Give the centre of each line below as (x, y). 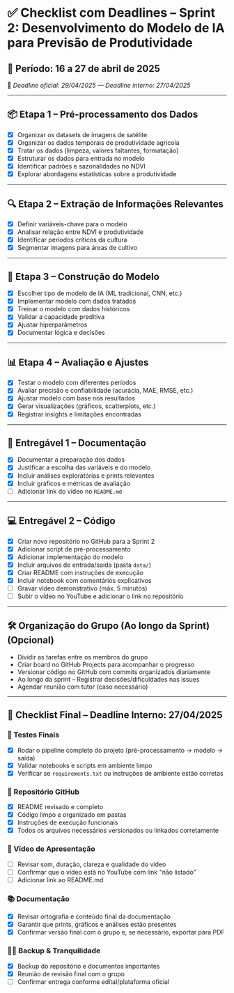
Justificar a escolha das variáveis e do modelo (84, 467)
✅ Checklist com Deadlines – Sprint (111, 13)
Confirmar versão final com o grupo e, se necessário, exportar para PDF (121, 932)
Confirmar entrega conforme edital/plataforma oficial (93, 982)
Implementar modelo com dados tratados (77, 302)
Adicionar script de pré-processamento (74, 549)
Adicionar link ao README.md (60, 879)
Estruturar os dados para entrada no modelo (81, 158)
